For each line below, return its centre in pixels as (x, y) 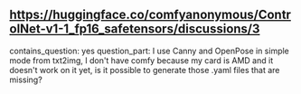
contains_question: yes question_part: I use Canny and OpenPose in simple (149, 51)
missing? (26, 80)
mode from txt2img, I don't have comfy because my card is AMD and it (141, 60)
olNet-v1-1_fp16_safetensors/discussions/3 (135, 29)
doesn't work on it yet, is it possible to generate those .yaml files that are (145, 70)
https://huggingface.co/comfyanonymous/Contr (150, 15)
